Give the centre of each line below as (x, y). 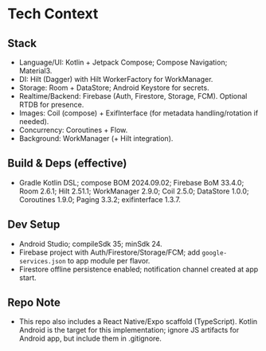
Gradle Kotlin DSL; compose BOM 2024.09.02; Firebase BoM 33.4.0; (131, 182)
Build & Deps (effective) (67, 164)
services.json (42, 261)
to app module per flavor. (109, 260)
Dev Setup (34, 225)
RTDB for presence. (51, 105)
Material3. (35, 71)
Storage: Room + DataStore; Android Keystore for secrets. (114, 88)
